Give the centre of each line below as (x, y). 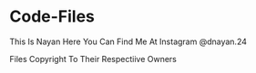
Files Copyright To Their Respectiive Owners (93, 59)
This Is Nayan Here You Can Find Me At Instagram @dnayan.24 (128, 41)
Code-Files (52, 17)
